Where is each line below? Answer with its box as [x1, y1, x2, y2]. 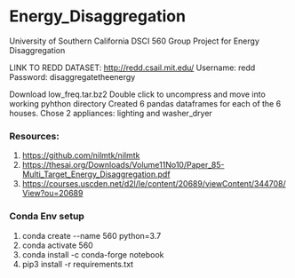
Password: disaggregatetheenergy [9, 71, 136, 82]
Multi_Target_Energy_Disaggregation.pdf [21, 169, 171, 179]
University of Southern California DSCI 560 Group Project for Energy [9, 36, 260, 46]
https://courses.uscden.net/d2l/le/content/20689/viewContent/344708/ [21, 179, 286, 189]
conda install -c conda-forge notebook [21, 249, 164, 259]
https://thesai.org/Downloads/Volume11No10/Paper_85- [21, 160, 225, 171]
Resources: [9, 130, 60, 142]
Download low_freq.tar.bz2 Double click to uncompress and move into [9, 89, 267, 99]
